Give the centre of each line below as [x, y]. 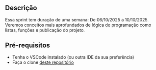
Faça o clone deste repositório [43, 62]
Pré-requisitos [28, 45]
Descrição [21, 8]
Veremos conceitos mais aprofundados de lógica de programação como [78, 25]
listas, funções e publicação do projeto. [45, 30]
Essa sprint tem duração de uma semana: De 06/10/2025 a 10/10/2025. [77, 19]
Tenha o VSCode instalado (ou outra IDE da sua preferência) [73, 57]
